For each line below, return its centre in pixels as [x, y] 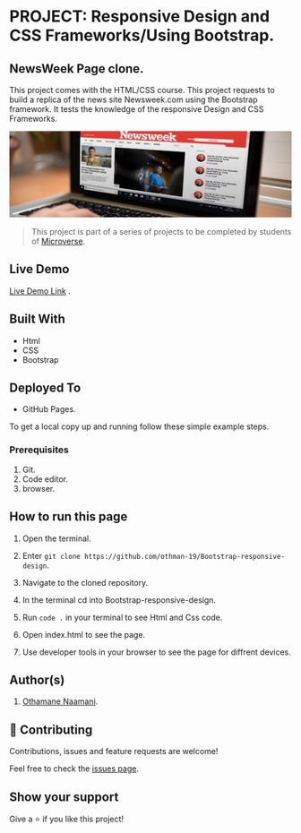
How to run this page [69, 517]
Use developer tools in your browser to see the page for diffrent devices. [156, 652]
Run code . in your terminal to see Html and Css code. [122, 617]
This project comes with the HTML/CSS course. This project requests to [142, 90]
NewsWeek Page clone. [77, 69]
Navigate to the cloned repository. [85, 582]
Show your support [64, 797]
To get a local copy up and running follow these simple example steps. [139, 426]
